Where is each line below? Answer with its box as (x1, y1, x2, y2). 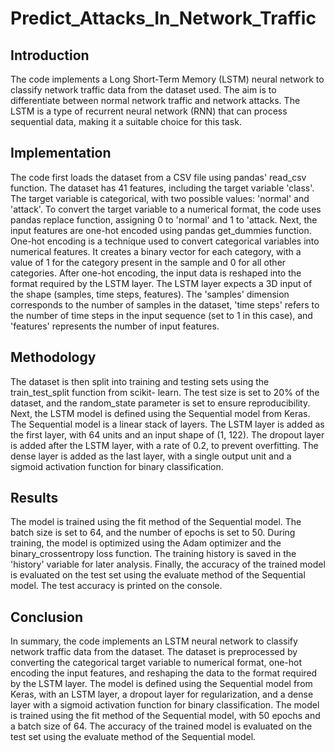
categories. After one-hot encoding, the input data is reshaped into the (10, 267, 302, 279)
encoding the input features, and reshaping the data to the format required (10, 667, 318, 679)
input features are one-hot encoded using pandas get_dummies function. (10, 224, 312, 236)
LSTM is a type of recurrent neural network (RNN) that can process (10, 105, 288, 117)
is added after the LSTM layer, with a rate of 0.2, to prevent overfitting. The (10, 439, 319, 451)
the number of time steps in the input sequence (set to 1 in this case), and (10, 309, 313, 321)
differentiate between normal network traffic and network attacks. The (10, 95, 301, 106)
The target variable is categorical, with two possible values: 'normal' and (10, 192, 310, 204)
